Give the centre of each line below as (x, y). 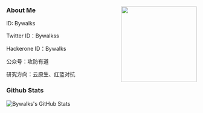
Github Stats (25, 91)
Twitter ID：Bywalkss (33, 36)
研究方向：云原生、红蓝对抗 (41, 74)
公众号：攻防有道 (27, 62)
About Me (21, 10)
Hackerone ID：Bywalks (36, 49)
